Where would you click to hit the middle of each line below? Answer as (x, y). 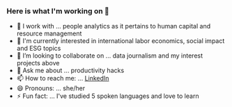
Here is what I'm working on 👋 (58, 11)
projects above (38, 63)
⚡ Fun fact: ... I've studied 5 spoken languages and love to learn (108, 96)
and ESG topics (39, 49)
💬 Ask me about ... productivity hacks (70, 71)
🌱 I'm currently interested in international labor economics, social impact (121, 41)
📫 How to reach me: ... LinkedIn (63, 79)
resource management (49, 33)
